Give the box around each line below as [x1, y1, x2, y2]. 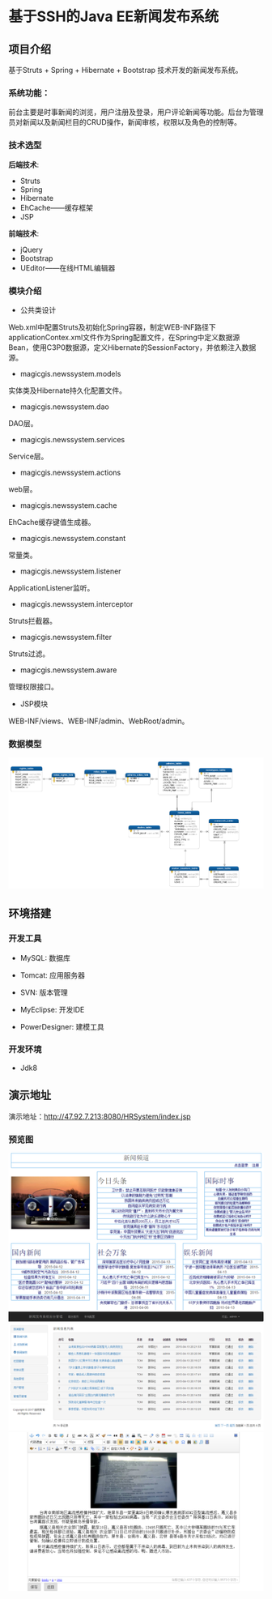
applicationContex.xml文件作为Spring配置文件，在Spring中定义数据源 [8, 332, 240, 342]
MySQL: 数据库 [19, 953, 70, 962]
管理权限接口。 [8, 681, 58, 691]
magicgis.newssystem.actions [19, 467, 121, 477]
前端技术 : [8, 228, 40, 238]
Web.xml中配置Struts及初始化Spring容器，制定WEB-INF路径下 [8, 322, 216, 332]
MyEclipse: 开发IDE [19, 1004, 85, 1014]
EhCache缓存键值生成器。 [8, 517, 96, 527]
